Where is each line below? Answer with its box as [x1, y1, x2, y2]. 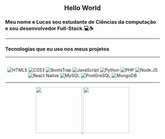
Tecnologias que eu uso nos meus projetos [5, 45, 110, 52]
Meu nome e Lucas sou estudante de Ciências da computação [5, 19, 156, 26]
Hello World [64, 4, 101, 12]
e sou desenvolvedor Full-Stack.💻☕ [5, 25, 94, 32]
